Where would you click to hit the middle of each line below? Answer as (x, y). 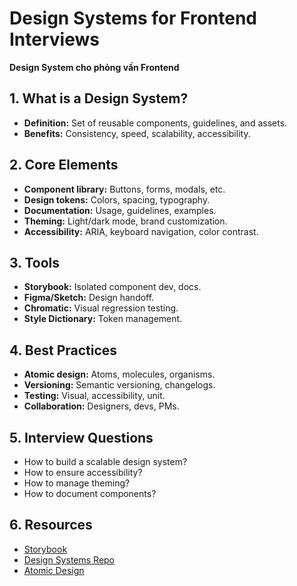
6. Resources (51, 525)
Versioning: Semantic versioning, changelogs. (119, 385)
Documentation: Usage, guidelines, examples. (120, 210)
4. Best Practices (63, 350)
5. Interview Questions (81, 437)
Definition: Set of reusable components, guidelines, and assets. (155, 123)
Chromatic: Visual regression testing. (101, 308)
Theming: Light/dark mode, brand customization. (125, 221)
